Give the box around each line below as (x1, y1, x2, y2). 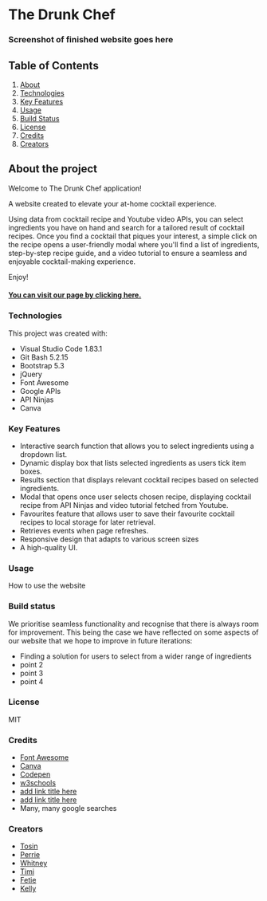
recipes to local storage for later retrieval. (19, 517, 156, 527)
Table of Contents (8, 58, 100, 73)
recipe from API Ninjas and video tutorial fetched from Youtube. (19, 500, 229, 510)
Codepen (19, 769, 51, 779)
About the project (8, 162, 98, 176)
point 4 (19, 676, 44, 687)
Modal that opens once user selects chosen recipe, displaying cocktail (19, 492, 252, 502)
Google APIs (19, 386, 61, 395)
